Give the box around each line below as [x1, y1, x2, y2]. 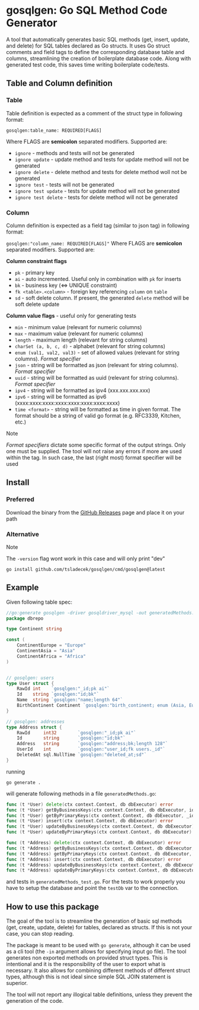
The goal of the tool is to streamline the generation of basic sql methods [6, 917, 182, 924]
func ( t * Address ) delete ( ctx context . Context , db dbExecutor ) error [6, 840, 182, 846]
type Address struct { [6, 724, 62, 730]
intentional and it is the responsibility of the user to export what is [6, 961, 166, 968]
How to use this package [6, 901, 99, 912]
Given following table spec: [6, 598, 73, 605]
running [6, 768, 25, 775]
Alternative [6, 530, 40, 538]
